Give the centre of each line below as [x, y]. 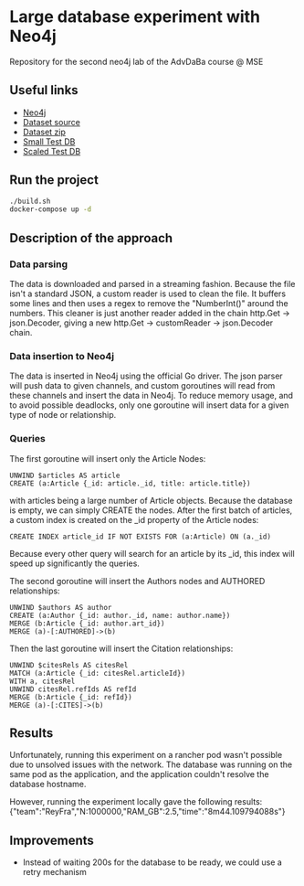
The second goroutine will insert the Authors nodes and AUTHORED [137, 581]
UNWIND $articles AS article [65, 475]
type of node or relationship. [63, 415]
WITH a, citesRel [42, 681]
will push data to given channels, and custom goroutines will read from [142, 386]
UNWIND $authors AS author [61, 607]
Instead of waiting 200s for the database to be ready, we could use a [152, 862]
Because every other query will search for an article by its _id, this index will [152, 553]
